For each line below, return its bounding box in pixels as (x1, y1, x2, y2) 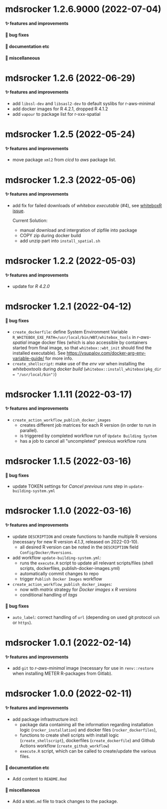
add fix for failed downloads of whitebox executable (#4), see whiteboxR (12, 202, 162, 208)
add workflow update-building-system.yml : (12, 554, 101, 560)
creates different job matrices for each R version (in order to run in (19, 422, 156, 428)
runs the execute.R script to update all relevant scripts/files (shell (19, 560, 154, 566)
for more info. (45, 355, 73, 361)
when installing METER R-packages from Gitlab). (12, 670, 113, 677)
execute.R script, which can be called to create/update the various (19, 748, 156, 754)
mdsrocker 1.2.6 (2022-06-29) (5, 72, 136, 83)
